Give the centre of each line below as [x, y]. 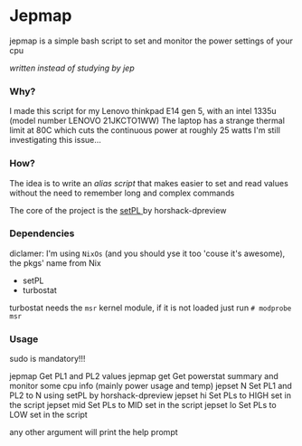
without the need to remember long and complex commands [122, 193]
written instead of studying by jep [72, 68]
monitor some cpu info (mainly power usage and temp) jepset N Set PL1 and [151, 386]
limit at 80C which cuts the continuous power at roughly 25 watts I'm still [145, 130]
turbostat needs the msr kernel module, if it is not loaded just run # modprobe [151, 308]
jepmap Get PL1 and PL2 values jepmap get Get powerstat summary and [144, 376]
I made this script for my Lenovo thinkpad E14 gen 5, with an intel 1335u [143, 111]
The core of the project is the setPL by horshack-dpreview [118, 210]
